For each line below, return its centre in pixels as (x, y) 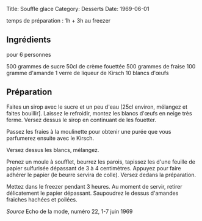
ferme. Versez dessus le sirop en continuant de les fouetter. (81, 120)
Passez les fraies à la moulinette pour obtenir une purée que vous (89, 131)
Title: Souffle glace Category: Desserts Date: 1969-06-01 (78, 9)
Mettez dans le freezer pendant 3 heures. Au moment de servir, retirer (95, 186)
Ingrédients (29, 40)
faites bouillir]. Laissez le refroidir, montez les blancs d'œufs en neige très (99, 113)
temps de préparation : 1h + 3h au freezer (59, 20)
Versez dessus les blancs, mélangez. (53, 150)
